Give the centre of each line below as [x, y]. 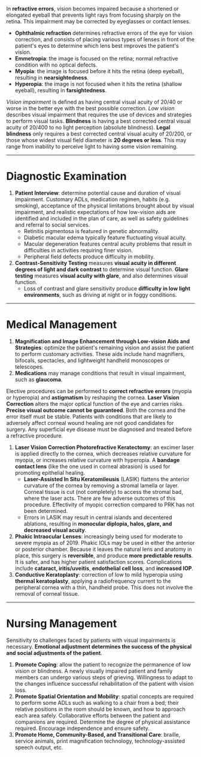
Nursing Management [62, 624]
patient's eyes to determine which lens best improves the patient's [97, 46]
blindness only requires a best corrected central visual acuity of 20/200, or [99, 134]
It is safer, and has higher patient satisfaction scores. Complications [98, 562]
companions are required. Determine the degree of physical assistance [102, 722]
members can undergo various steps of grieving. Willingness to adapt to [104, 677]
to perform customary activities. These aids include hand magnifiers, [100, 354]
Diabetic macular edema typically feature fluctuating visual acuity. [105, 237]
